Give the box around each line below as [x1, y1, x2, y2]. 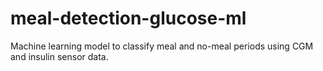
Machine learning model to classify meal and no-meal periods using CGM [10, 40, 314, 52]
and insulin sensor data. [10, 50, 109, 62]
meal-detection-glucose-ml [10, 7, 247, 30]
